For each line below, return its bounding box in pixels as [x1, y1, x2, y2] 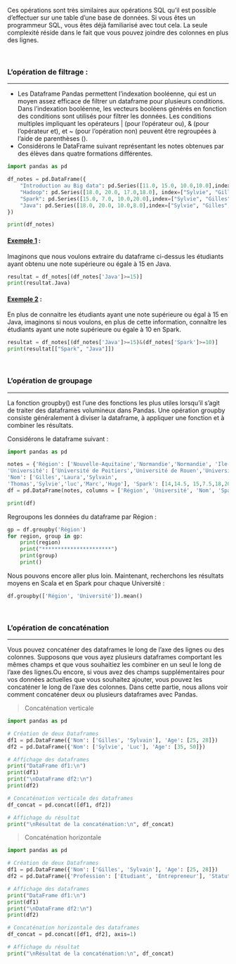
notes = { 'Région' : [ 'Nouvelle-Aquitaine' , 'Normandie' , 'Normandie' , [7, 461, 212, 468]
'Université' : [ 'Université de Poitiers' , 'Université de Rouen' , [7, 467, 202, 474]
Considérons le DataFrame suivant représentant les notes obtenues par [17, 142, 225, 151]
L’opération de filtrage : [7, 67, 88, 77]
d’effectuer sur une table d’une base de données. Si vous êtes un [7, 13, 196, 22]
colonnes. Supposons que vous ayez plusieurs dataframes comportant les [7, 653, 223, 661]
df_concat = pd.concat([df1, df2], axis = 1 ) [7, 931, 137, 938]
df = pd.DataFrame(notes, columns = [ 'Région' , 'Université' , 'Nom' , [7, 487, 216, 494]
